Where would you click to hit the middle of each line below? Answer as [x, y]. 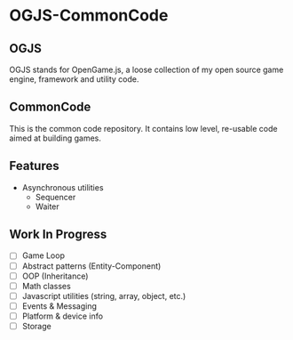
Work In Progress [58, 235]
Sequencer [55, 197]
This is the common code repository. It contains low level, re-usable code [143, 128]
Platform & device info [63, 316]
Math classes [46, 286]
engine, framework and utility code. [74, 79]
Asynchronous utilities [63, 187]
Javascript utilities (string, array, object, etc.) [104, 295]
